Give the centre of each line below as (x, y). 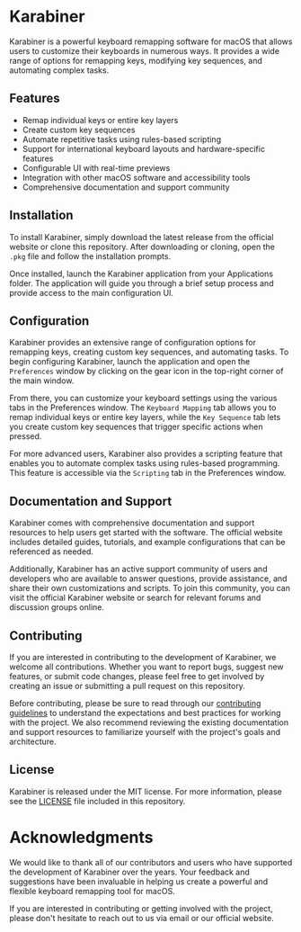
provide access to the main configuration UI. (91, 292)
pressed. (26, 436)
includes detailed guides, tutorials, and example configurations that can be (147, 542)
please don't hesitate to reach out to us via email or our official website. (142, 918)
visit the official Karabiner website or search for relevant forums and (135, 598)
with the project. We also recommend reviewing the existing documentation (149, 722)
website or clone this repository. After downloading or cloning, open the (142, 246)
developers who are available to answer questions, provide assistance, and (148, 578)
